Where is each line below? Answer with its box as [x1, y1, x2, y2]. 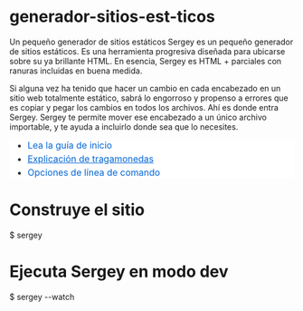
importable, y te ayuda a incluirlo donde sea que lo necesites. [9, 121, 239, 132]
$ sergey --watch [9, 291, 75, 302]
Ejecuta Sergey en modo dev [9, 261, 229, 282]
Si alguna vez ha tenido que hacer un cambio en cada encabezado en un [9, 83, 281, 93]
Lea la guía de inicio [27, 139, 113, 151]
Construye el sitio [9, 199, 145, 220]
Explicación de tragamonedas [27, 152, 155, 165]
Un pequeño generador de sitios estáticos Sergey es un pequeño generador [9, 36, 294, 47]
